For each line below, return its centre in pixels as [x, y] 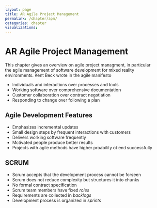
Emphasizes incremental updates [45, 127]
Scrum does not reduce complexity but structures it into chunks [76, 179]
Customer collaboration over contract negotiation [61, 95]
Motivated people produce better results [52, 142]
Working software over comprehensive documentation [66, 90]
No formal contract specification [44, 185]
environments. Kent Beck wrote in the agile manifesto [58, 75]
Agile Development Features [49, 115]
